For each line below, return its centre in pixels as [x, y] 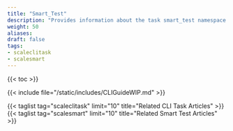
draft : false [26, 40]
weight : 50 [23, 26]
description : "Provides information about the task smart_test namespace [117, 20]
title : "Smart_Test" [37, 14]
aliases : [20, 33]
